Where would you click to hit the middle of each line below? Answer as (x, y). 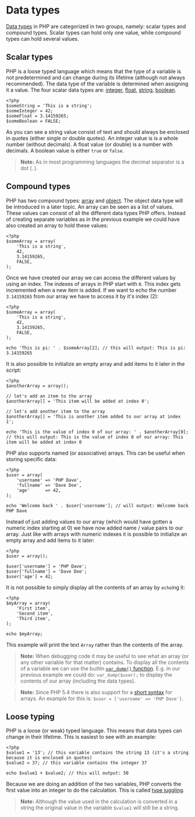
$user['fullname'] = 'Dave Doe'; (47, 571)
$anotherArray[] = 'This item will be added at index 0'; (78, 401)
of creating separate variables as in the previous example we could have (93, 219)
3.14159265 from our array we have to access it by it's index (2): (82, 296)
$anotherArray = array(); (37, 386)
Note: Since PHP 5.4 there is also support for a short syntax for (96, 692)
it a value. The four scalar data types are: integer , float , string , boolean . (91, 90)
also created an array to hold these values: (57, 225)
